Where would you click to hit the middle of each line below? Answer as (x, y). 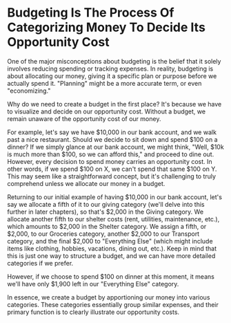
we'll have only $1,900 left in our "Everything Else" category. (93, 284)
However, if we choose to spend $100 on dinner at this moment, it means (111, 276)
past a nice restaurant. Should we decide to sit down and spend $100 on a (113, 139)
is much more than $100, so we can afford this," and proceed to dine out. (111, 154)
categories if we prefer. (40, 263)
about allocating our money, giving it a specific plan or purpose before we (112, 76)
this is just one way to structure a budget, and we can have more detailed (111, 256)
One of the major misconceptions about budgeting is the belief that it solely (114, 61)
